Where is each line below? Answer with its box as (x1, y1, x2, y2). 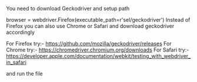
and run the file (6, 70, 43, 77)
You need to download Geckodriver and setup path (6, 5, 130, 12)
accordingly (6, 29, 35, 36)
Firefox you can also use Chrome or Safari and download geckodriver (6, 23, 175, 29)
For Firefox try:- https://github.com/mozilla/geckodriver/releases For (6, 40, 172, 47)
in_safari (6, 59, 26, 66)
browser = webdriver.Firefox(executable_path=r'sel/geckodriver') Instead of (6, 16, 191, 23)
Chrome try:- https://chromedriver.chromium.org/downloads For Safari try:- (6, 46, 189, 53)
